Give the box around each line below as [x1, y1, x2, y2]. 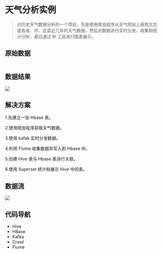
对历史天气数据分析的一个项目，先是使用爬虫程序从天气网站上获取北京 [16, 21, 158, 27]
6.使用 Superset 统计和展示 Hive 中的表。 [5, 166, 87, 172]
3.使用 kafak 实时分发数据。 [5, 135, 61, 141]
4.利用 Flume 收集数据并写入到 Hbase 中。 [5, 145, 90, 151]
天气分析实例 [5, 4, 57, 16]
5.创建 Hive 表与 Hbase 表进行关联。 [5, 156, 78, 162]
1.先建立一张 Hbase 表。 [5, 115, 53, 121]
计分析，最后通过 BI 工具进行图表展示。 [16, 34, 96, 39]
